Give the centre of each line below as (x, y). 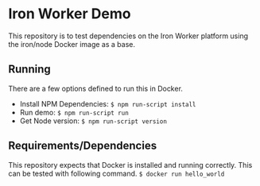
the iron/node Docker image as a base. (72, 44)
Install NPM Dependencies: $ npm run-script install (108, 103)
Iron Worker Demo (70, 14)
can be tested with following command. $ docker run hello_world (116, 173)
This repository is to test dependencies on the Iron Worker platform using (128, 36)
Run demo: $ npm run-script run (74, 112)
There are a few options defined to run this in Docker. (95, 88)
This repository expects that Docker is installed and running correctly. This (130, 165)
